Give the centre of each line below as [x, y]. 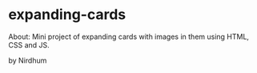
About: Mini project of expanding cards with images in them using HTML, [129, 36]
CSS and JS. [29, 44]
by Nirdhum [28, 60]
